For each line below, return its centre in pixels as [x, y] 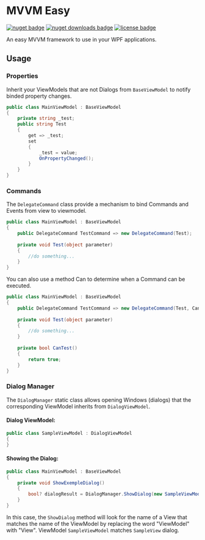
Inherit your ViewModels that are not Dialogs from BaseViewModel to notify [99, 89]
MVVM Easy [38, 11]
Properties [22, 76]
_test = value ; [58, 153]
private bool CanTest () [48, 348]
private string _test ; [46, 119]
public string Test [42, 124]
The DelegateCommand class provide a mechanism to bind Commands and [98, 204]
